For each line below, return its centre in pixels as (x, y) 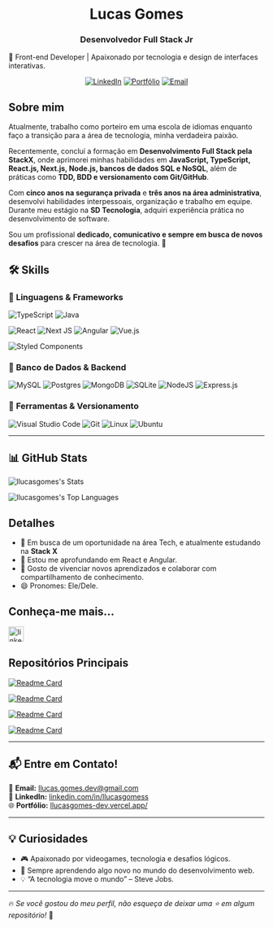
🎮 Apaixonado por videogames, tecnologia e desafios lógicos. (125, 859)
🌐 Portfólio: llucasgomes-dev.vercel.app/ (78, 805)
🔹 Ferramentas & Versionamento (74, 406)
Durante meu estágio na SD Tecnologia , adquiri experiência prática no (126, 210)
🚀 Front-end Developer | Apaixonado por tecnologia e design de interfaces (133, 57)
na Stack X (39, 551)
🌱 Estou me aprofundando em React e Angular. (98, 560)
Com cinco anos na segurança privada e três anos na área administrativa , (135, 193)
